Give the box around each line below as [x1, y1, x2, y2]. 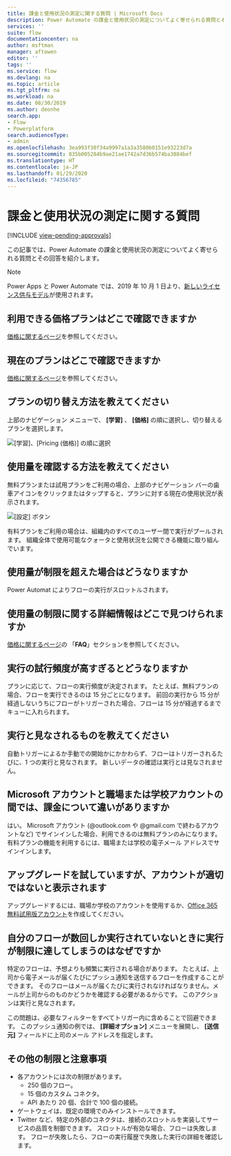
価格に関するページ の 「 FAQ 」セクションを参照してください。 [7, 641, 184, 649]
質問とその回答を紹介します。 [19, 254, 103, 262]
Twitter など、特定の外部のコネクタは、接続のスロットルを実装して [16, 1115, 207, 1124]
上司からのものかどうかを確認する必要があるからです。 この [25, 990, 195, 998]
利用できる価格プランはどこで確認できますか [7, 312, 197, 324]
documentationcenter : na [7, 36, 78, 43]
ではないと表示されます [7, 882, 107, 894]
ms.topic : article [7, 81, 60, 87]
